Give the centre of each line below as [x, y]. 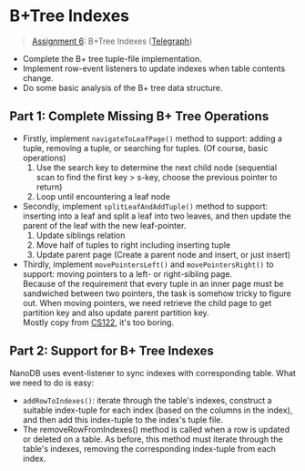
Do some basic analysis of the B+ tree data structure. [122, 87]
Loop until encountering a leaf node [103, 196]
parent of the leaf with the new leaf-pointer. [104, 225]
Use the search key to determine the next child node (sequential [157, 167]
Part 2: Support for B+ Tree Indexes [112, 351]
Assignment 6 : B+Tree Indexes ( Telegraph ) [112, 41]
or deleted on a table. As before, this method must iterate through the [153, 439]
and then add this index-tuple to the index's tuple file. [123, 419]
